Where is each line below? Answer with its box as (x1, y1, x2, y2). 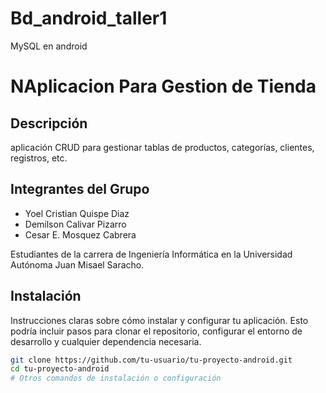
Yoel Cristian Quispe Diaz (24, 207, 130, 219)
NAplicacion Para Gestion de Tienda (10, 75, 317, 98)
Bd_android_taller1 (10, 7, 168, 30)
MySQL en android (10, 40, 88, 52)
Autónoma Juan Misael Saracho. (10, 258, 145, 271)
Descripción (10, 115, 88, 132)
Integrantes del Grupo (10, 181, 150, 198)
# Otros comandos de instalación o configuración (10, 373, 222, 384)
